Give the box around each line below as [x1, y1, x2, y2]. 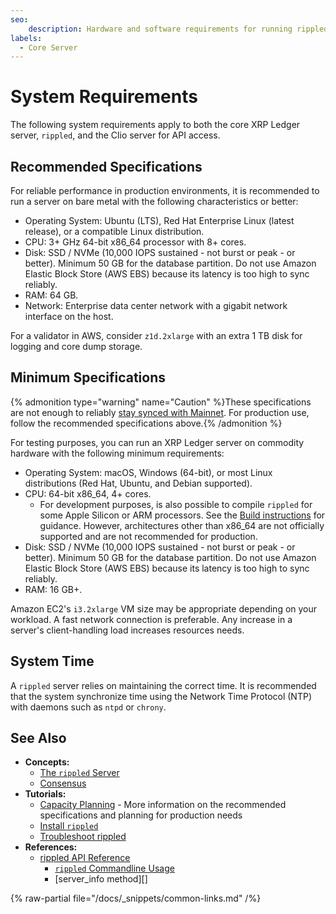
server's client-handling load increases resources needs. [10, 624, 245, 636]
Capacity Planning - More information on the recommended [39, 799, 287, 811]
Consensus [39, 777, 87, 790]
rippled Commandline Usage [54, 862, 175, 875]
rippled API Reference [39, 852, 131, 864]
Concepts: [24, 756, 70, 768]
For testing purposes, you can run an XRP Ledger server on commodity [10, 436, 305, 448]
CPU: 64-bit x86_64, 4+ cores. [24, 487, 152, 500]
